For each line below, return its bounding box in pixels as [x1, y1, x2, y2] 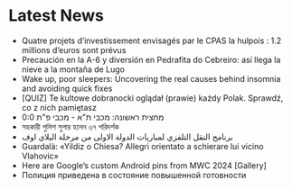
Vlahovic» [21, 150, 60, 161]
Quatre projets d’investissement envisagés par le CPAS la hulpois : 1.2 [21, 35, 282, 46]
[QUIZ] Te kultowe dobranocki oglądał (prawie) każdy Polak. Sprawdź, [21, 92, 284, 103]
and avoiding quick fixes [21, 83, 113, 94]
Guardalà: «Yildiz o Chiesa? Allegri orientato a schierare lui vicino [21, 140, 264, 151]
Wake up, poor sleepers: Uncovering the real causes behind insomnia [21, 73, 281, 84]
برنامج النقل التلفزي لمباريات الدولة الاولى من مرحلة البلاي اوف [21, 131, 233, 142]
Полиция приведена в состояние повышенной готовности [21, 169, 247, 180]
